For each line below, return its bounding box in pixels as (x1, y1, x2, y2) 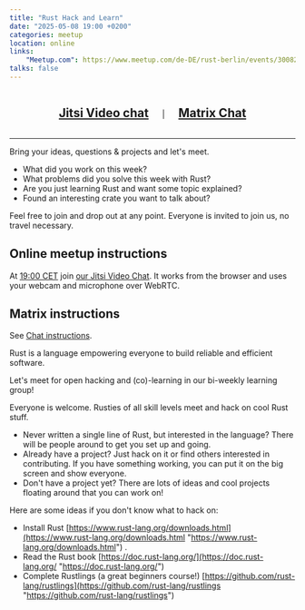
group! (9, 385, 34, 396)
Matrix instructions (9, 306, 121, 321)
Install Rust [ (22, 523, 70, 534)
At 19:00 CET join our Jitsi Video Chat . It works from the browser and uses (9, 270, 288, 281)
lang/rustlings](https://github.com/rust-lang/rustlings (22, 580, 221, 591)
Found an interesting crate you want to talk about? (22, 192, 211, 203)
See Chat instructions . (9, 330, 93, 341)
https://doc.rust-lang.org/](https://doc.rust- (101, 551, 264, 563)
